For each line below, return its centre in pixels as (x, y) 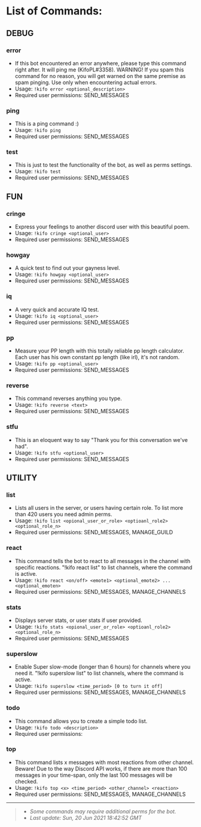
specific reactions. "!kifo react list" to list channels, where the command (103, 567)
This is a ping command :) (47, 124)
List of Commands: (54, 11)
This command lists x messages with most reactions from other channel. (104, 762)
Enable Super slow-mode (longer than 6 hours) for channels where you (103, 667)
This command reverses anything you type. (68, 399)
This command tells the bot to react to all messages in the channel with (102, 561)
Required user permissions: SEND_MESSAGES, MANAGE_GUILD (94, 533)
